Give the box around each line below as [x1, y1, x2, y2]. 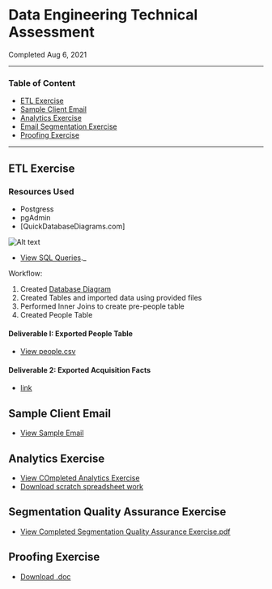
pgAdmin [19, 212, 51, 222]
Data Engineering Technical [8, 6, 198, 24]
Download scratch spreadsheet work [19, 481, 144, 491]
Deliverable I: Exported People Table [8, 328, 134, 338]
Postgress [19, 204, 54, 214]
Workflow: [8, 268, 43, 278]
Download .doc [19, 571, 71, 581]
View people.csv [19, 347, 76, 356]
